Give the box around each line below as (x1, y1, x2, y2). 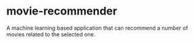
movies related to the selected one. (6, 30, 96, 38)
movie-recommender (6, 4, 118, 18)
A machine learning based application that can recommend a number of (6, 24, 188, 31)
